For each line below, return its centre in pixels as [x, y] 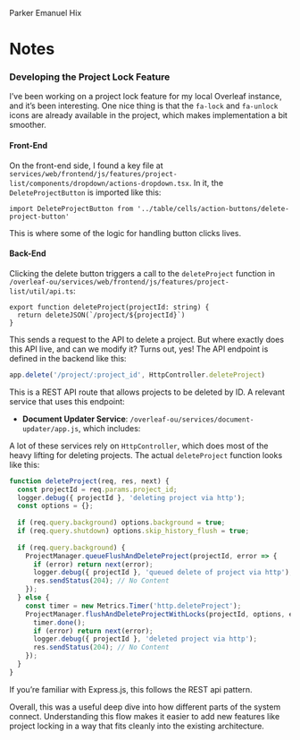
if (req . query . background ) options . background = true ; [121, 523]
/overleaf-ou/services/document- [192, 420]
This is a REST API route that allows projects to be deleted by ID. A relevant [147, 392]
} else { [33, 598]
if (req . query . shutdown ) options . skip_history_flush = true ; [133, 532]
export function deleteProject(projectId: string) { [109, 307]
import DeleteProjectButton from [71, 208]
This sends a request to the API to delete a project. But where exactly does [146, 339]
